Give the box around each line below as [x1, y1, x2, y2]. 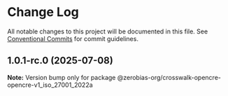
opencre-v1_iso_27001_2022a [7, 81, 93, 89]
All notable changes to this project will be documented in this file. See [7, 27, 208, 35]
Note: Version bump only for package [7, 73, 116, 81]
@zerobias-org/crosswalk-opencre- [117, 73, 222, 81]
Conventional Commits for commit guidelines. [7, 34, 138, 42]
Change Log [7, 4, 79, 20]
